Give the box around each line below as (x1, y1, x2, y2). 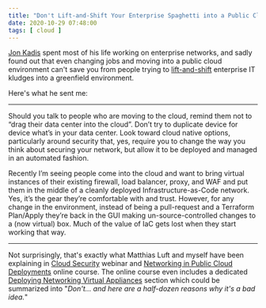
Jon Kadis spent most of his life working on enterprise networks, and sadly (8, 48, 253, 58)
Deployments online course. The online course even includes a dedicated (8, 267, 248, 277)
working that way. (8, 227, 66, 238)
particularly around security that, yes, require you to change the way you (8, 136, 246, 146)
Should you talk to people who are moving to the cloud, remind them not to (8, 112, 253, 121)
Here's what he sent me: (8, 89, 89, 98)
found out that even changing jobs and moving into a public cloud (8, 56, 222, 66)
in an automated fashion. (8, 154, 89, 163)
